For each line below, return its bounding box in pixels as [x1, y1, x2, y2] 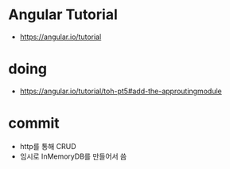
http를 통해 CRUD [19, 141, 77, 151]
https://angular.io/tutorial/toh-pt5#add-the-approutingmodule [19, 86, 223, 96]
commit [8, 114, 60, 132]
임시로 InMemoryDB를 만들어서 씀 [19, 151, 127, 161]
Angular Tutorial [8, 6, 118, 24]
